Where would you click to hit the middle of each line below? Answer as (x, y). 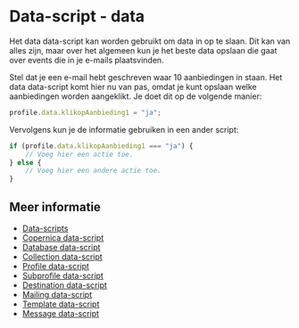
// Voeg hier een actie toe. (79, 154)
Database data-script (61, 247)
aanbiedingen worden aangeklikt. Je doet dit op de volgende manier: (136, 96)
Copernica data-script (63, 238)
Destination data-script (64, 285)
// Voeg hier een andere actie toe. (94, 171)
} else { (25, 162)
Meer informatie (55, 207)
